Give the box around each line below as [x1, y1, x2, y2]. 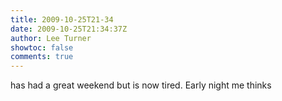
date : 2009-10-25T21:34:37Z [10, 24, 128, 34]
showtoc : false [10, 42, 74, 53]
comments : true [10, 52, 74, 62]
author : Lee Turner [10, 33, 92, 43]
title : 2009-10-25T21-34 [10, 14, 114, 25]
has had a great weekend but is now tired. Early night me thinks [10, 79, 272, 91]
